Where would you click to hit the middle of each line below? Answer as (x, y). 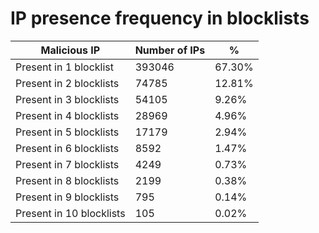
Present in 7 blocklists (67, 164)
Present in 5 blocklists (67, 132)
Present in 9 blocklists (67, 197)
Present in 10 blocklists (70, 213)
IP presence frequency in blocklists (160, 18)
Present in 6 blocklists (67, 148)
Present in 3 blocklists (67, 99)
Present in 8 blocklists (67, 180)
